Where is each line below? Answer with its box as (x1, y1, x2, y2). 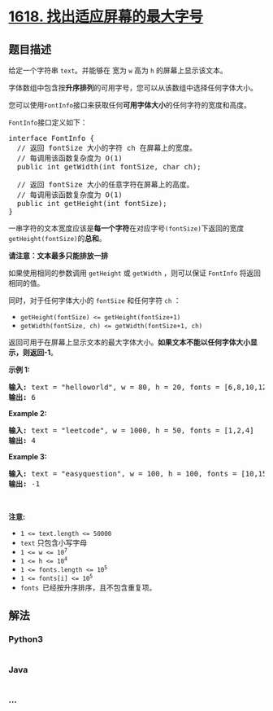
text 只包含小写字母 (19, 538, 88, 547)
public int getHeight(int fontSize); (16, 199, 167, 208)
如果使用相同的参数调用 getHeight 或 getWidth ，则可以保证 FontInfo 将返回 (8, 268, 262, 278)
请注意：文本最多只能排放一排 (8, 251, 108, 261)
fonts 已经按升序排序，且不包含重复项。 (19, 583, 157, 592)
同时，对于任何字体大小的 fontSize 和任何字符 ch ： (8, 296, 181, 305)
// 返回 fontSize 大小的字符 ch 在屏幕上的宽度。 (16, 143, 197, 152)
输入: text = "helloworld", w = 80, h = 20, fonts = (8, 383, 220, 392)
